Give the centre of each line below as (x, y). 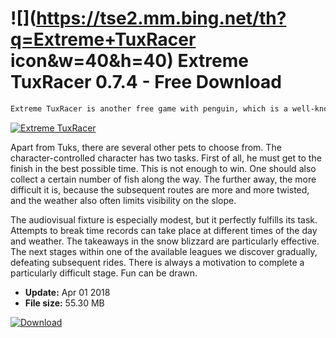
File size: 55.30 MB (64, 303)
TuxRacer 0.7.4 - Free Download (146, 82)
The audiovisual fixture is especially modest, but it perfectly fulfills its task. (164, 219)
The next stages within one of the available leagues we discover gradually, (164, 251)
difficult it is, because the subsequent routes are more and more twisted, (160, 189)
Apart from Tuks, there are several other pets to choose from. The (146, 147)
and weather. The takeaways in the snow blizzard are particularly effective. (165, 241)
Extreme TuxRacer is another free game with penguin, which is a (149, 108)
